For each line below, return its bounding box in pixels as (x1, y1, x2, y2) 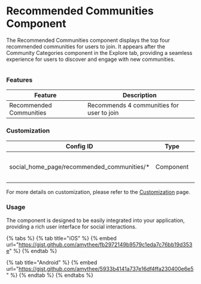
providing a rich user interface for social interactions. (6, 223, 137, 230)
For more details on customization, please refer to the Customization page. (6, 188, 191, 195)
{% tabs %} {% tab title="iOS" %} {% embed (6, 234, 117, 242)
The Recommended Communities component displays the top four (6, 36, 170, 44)
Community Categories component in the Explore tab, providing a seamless (6, 49, 193, 56)
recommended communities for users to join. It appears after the (6, 43, 166, 50)
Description (122, 91, 157, 100)
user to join (87, 109, 119, 117)
